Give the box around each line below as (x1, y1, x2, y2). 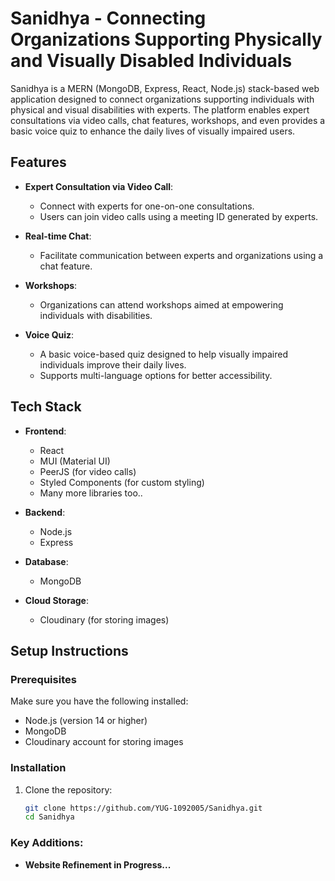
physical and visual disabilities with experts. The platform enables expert (10, 103, 310, 116)
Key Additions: (10, 836, 84, 850)
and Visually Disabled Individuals (10, 50, 293, 72)
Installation (10, 761, 67, 775)
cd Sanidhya (24, 812, 75, 822)
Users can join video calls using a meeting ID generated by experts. (39, 210, 319, 222)
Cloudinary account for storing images (24, 736, 184, 748)
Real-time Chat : (24, 230, 92, 242)
